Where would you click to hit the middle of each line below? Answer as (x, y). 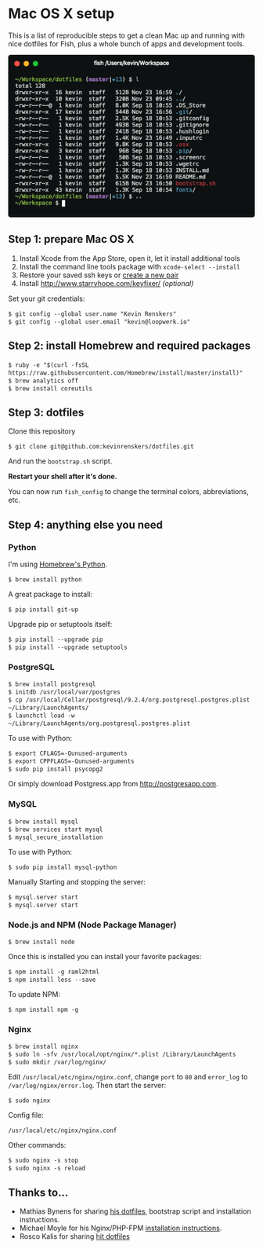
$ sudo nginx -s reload (47, 1168)
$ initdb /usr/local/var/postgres (65, 692)
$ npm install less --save (52, 980)
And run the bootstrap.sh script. (60, 461)
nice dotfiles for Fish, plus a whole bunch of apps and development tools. (126, 43)
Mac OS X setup (61, 14)
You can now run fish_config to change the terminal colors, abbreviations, (128, 492)
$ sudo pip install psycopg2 (56, 769)
